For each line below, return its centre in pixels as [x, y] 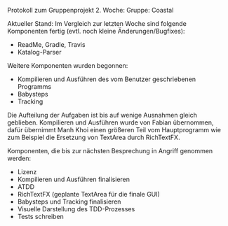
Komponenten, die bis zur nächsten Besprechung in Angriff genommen [110, 151]
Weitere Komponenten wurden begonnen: [68, 65]
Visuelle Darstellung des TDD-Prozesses [76, 209]
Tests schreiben [41, 217]
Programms [34, 86]
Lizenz [27, 172]
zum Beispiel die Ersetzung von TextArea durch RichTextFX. [94, 137]
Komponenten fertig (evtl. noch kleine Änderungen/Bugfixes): [96, 31]
